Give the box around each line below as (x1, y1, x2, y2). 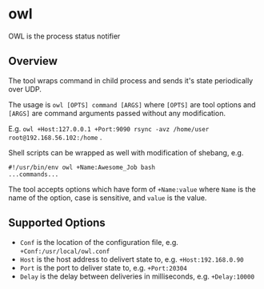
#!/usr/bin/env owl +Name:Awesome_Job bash (8, 163, 156, 171)
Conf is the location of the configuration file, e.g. (19, 237, 178, 247)
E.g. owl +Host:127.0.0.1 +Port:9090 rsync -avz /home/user (8, 123, 210, 133)
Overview (8, 54, 58, 68)
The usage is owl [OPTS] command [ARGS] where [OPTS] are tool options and (8, 99, 256, 109)
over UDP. (8, 84, 42, 94)
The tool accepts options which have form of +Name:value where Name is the (8, 184, 256, 194)
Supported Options (8, 216, 106, 230)
